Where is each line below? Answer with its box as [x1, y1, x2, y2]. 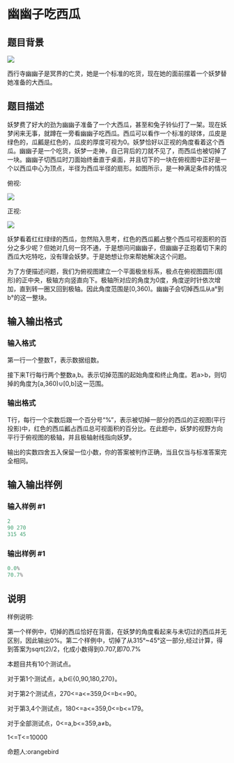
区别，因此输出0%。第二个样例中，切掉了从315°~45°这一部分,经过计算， [7, 636, 217, 644]
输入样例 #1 [7, 502, 45, 511]
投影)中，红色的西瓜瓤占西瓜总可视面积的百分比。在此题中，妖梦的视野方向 [7, 424, 224, 433]
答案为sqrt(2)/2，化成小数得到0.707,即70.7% [13, 644, 141, 653]
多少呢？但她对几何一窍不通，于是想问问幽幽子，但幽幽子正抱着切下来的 [19, 243, 227, 252]
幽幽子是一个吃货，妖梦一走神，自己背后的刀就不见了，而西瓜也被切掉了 [19, 146, 227, 154]
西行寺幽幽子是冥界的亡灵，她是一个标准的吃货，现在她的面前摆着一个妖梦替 [7, 69, 227, 78]
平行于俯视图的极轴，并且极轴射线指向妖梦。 [7, 433, 136, 441]
